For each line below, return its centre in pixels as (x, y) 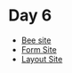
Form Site (39, 49)
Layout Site (42, 59)
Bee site (36, 40)
